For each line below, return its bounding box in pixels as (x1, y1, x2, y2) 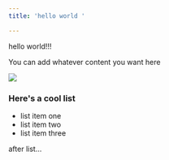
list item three (19, 128, 67, 138)
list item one (19, 110, 62, 120)
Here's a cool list (8, 93, 76, 104)
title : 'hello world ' (8, 11, 85, 20)
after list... (8, 144, 42, 154)
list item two (19, 119, 62, 129)
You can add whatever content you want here (8, 57, 161, 67)
